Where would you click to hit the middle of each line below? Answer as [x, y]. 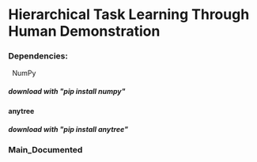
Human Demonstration [84, 31]
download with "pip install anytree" [68, 130]
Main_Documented [45, 150]
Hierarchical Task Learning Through [129, 15]
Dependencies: [38, 56]
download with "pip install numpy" [67, 92]
